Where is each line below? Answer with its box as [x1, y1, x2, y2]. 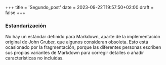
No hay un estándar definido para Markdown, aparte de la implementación [5, 34, 160, 40]
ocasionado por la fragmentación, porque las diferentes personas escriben [5, 44, 161, 50]
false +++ [5, 10, 26, 16]
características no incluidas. [5, 55, 64, 61]
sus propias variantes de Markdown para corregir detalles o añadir [5, 50, 144, 56]
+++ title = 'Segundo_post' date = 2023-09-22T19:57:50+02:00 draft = [5, 5, 154, 10]
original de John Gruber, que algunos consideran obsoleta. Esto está [5, 39, 148, 45]
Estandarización [5, 22, 47, 29]
